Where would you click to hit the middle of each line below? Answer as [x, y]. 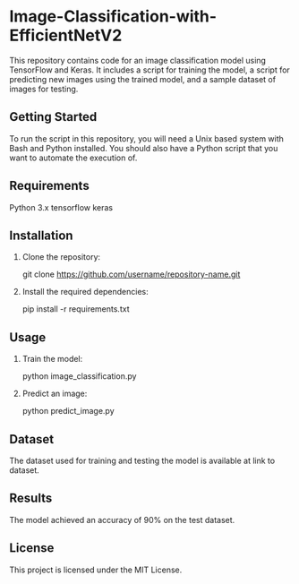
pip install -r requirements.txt [76, 309]
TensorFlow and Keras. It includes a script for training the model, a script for [150, 70]
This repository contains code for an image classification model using [138, 60]
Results [31, 498]
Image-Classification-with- [113, 17]
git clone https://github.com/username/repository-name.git [131, 274]
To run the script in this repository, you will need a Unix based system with [147, 138]
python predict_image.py [68, 411]
